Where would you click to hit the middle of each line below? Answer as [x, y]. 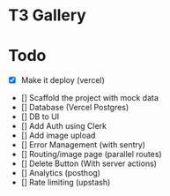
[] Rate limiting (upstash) [66, 183]
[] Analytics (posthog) [60, 173]
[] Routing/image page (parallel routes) [91, 155]
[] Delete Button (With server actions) [89, 163]
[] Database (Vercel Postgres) [75, 108]
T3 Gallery [48, 15]
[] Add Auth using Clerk [64, 126]
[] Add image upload [58, 136]
